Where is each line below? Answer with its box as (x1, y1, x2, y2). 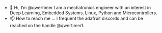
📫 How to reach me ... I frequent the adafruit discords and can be (9, 15, 143, 21)
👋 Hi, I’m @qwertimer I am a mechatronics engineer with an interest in (9, 5, 151, 10)
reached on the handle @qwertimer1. (9, 23, 85, 28)
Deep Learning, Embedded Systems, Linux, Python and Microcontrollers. (9, 10, 157, 16)
